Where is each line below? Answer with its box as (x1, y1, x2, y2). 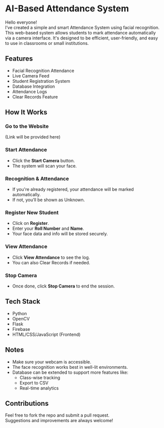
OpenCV (12, 316, 30, 321)
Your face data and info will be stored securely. (12, 231, 108, 237)
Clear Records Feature (12, 94, 58, 100)
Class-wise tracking (19, 374, 61, 380)
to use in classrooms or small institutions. (5, 40, 89, 46)
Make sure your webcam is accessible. (12, 358, 92, 365)
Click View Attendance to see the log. (12, 254, 90, 260)
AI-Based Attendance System (5, 3, 129, 14)
